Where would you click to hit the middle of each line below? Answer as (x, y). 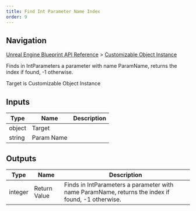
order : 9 (17, 17)
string (17, 138)
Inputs (18, 102)
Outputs (21, 158)
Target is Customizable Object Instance (53, 84)
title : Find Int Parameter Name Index (53, 11)
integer (19, 192)
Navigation (26, 41)
